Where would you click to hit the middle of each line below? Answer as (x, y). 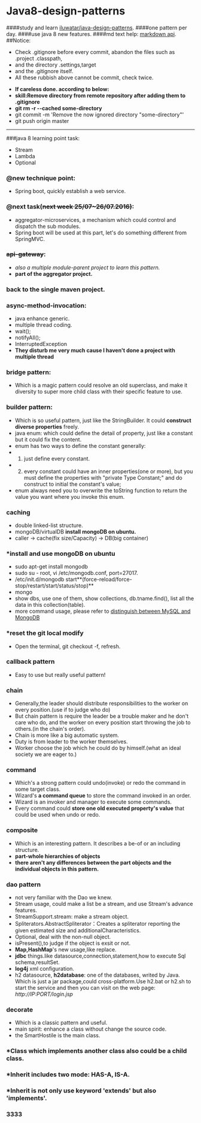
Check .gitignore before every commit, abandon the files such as (95, 52)
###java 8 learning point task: (43, 138)
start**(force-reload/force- (99, 579)
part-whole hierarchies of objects (57, 856)
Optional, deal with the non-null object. (63, 937)
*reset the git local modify (45, 633)
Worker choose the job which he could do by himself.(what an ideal (98, 748)
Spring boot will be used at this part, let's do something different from (101, 233)
